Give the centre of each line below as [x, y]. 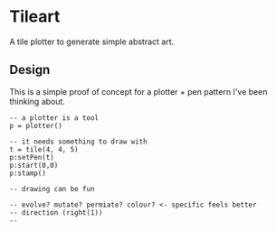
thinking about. [38, 101]
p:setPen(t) [32, 157]
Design [30, 70]
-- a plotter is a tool [54, 118]
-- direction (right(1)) [56, 213]
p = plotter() [36, 125]
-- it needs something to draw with [78, 142]
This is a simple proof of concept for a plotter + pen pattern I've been [138, 91]
